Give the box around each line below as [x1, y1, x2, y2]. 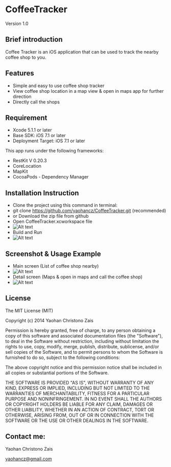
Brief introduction [5, 35, 63, 44]
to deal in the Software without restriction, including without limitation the [5, 338, 159, 344]
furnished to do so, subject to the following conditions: [5, 354, 120, 360]
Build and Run [12, 229, 42, 236]
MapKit [12, 168, 28, 174]
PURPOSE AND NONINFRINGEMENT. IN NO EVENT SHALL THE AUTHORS [5, 396, 162, 402]
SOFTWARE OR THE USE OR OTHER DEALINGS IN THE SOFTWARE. [5, 417, 149, 424]
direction [12, 93, 32, 99]
